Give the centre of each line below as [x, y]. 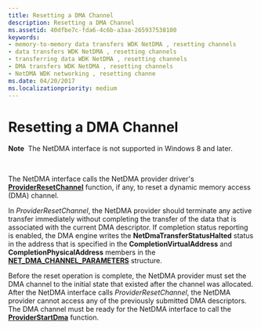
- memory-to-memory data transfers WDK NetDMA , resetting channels [122, 45]
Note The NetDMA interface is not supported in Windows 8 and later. [120, 149]
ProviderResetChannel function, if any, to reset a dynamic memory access [129, 187]
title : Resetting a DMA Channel [61, 15]
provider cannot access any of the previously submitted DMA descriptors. [127, 301]
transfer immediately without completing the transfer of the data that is [122, 219]
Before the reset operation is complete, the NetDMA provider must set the [127, 276]
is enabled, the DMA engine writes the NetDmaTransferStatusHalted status [131, 236]
